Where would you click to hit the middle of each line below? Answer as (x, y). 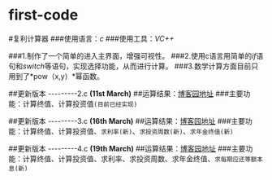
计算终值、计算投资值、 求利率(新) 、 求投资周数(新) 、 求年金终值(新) (128, 131)
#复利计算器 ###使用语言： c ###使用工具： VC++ (91, 38)
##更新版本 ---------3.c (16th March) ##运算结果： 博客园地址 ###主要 (127, 121)
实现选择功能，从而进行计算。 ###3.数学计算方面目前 (162, 66)
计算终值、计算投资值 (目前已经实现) (80, 103)
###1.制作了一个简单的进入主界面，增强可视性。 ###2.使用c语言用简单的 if (133, 55)
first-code (43, 15)
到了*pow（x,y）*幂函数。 (59, 76)
